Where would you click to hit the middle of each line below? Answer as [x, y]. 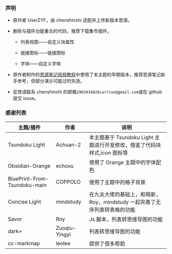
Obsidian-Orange [29, 166]
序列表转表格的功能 [112, 209]
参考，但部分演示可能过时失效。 [51, 81]
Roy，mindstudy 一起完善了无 [125, 202]
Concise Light [25, 202]
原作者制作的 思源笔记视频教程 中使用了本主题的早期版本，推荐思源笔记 [87, 75]
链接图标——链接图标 [43, 53]
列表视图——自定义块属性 [47, 42]
